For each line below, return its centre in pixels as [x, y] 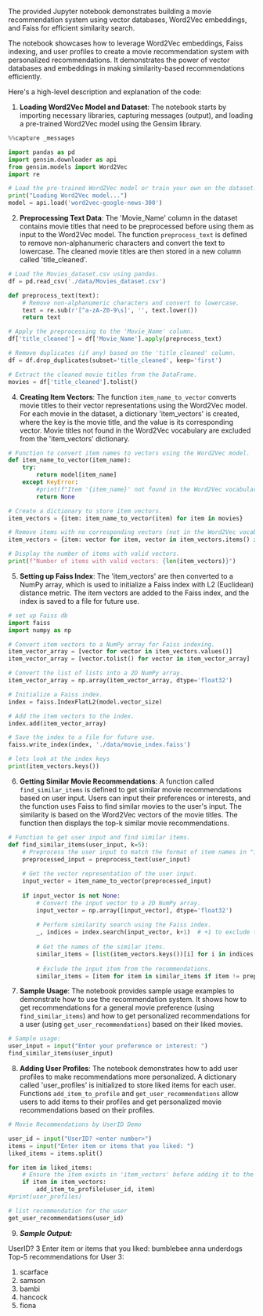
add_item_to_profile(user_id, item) [96, 1190]
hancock [34, 1297]
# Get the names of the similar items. [101, 947]
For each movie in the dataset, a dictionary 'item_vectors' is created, [130, 413]
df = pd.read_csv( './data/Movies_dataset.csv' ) [87, 281]
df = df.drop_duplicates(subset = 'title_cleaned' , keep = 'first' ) [115, 360]
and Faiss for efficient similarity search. [72, 28]
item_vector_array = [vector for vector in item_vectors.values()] [121, 652]
